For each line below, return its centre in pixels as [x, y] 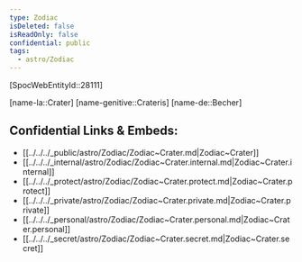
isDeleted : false [42, 26]
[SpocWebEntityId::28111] [56, 85]
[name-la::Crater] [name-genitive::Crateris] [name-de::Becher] [126, 103]
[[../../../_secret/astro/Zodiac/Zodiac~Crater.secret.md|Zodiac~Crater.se [156, 239]
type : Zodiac [34, 18]
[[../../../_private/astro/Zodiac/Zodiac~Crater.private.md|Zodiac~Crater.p [156, 200]
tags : [19, 51]
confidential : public [50, 43]
